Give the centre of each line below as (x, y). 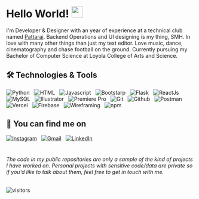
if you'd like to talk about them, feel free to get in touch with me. (85, 172)
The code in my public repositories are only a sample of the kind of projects (99, 159)
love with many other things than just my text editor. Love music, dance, (95, 43)
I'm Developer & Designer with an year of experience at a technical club (94, 30)
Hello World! (38, 14)
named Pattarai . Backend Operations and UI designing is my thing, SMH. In (98, 36)
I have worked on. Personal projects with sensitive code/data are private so (99, 165)
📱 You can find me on (46, 124)
